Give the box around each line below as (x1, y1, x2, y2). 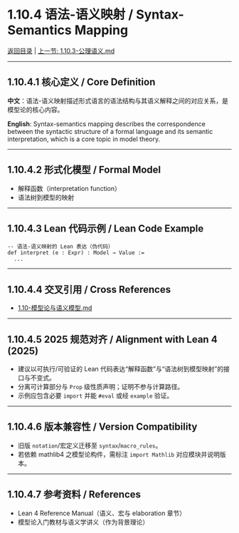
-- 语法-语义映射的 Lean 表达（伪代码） (7, 243, 114, 250)
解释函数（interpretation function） (17, 184, 121, 192)
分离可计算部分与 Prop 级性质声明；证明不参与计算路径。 (17, 383, 184, 390)
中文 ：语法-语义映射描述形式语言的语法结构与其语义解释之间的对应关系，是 (7, 96, 229, 105)
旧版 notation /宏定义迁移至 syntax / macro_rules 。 (17, 441, 162, 450)
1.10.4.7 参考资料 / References (7, 489, 141, 501)
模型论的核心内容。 (7, 105, 64, 114)
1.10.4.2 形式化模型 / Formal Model (7, 164, 161, 176)
